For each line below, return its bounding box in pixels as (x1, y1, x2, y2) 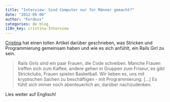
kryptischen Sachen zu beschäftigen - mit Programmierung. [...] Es (17, 76, 157, 82)
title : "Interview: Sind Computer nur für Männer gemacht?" (5, 7, 135, 13)
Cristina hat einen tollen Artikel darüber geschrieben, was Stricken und (5, 40, 153, 46)
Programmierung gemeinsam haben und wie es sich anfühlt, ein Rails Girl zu (5, 45, 164, 51)
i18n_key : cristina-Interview (5, 26, 69, 31)
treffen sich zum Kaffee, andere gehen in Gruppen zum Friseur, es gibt (17, 66, 165, 72)
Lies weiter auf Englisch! (5, 91, 57, 97)
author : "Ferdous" (5, 17, 44, 22)
